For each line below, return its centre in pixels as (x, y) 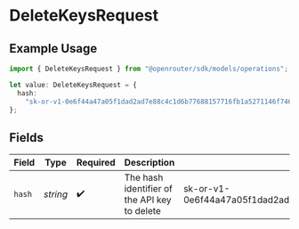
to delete (143, 211)
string (56, 194)
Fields (27, 138)
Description (149, 163)
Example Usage (53, 49)
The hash (144, 177)
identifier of (149, 189)
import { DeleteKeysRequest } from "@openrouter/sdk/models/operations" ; (149, 69)
